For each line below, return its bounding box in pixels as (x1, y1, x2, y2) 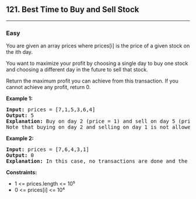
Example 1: (6, 95, 33, 102)
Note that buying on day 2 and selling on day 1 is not (6, 124, 169, 131)
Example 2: (6, 135, 34, 142)
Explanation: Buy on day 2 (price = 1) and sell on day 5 (6, 118, 176, 125)
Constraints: (6, 169, 37, 176)
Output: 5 (6, 112, 34, 119)
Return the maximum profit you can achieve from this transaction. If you (6, 77, 179, 84)
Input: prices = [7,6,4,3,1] (6, 146, 89, 153)
